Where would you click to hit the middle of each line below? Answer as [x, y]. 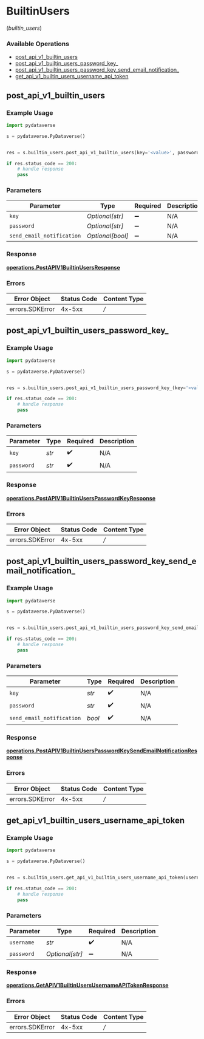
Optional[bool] [108, 236]
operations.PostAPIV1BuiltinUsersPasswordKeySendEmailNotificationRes [102, 751]
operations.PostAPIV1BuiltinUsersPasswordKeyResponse [81, 498]
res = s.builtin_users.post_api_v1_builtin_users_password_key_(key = [96, 388]
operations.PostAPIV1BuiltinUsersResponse [63, 267]
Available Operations [38, 44]
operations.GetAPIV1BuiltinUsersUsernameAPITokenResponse [87, 986]
